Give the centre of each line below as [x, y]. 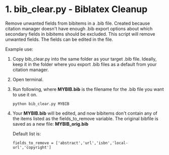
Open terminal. [28, 79]
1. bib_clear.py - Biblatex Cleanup [76, 9]
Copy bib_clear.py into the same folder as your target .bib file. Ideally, [84, 59]
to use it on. [25, 94]
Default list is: [27, 134]
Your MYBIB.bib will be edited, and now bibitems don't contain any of [85, 113]
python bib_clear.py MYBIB [41, 104]
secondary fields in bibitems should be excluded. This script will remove [80, 34]
